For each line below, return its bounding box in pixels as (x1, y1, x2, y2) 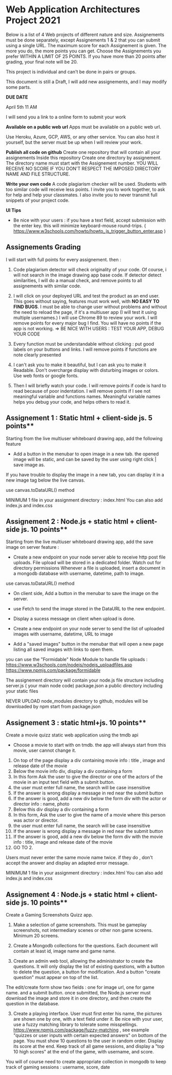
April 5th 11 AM (6, 104, 37, 110)
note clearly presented (13, 351, 61, 357)
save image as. (13, 462, 46, 468)
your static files (6, 688, 38, 694)
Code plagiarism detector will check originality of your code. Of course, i (13, 266, 167, 272)
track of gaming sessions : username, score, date (6, 1064, 111, 1070)
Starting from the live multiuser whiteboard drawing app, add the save (6, 539, 154, 545)
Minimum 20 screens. (13, 932, 59, 939)
